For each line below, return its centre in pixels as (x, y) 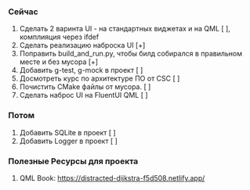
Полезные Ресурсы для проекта (73, 161)
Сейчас (23, 12)
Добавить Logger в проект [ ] (68, 141)
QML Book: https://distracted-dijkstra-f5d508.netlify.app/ (112, 177)
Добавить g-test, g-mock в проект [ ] (81, 70)
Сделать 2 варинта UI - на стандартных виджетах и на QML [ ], (125, 29)
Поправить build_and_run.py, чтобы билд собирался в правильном (131, 54)
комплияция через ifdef (59, 37)
